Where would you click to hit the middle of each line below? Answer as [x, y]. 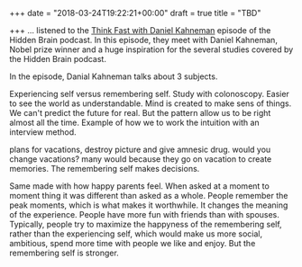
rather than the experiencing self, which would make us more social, [136, 234]
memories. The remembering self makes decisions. [105, 169]
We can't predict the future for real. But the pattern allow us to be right [140, 113]
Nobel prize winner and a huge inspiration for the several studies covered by [151, 49]
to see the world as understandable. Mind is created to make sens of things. [151, 103]
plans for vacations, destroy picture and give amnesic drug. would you [140, 149]
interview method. [43, 132]
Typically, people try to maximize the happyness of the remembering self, [146, 224]
